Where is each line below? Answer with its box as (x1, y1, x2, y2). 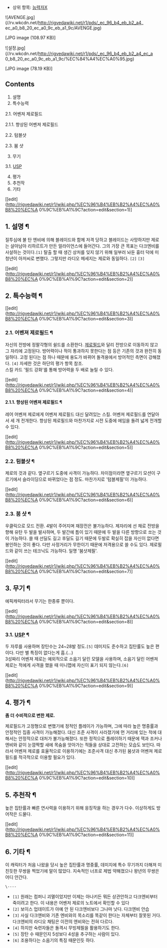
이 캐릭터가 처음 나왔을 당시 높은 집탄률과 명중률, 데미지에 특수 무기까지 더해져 (5, 862, 157, 868)
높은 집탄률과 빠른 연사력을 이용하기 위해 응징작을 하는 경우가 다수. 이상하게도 (5, 805, 156, 811)
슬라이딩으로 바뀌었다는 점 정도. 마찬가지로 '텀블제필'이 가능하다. (22, 476, 148, 482)
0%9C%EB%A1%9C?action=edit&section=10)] (39, 775, 135, 781)
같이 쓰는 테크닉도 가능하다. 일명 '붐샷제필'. (14, 548, 98, 554)
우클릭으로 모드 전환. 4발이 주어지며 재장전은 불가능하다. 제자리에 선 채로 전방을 (5, 523, 160, 529)
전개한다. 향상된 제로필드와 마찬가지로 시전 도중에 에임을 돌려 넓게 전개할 (20, 417, 162, 423)
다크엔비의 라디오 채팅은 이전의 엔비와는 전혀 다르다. (12, 919, 114, 925)
